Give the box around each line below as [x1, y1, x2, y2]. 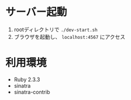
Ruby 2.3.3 [13, 76, 40, 83]
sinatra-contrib [13, 88, 50, 95]
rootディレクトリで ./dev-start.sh [13, 26, 98, 33]
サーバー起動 [5, 5, 67, 19]
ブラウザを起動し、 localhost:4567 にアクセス [13, 33, 126, 40]
